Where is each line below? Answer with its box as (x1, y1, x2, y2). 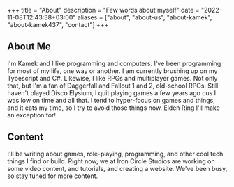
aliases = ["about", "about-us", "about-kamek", (77, 13, 212, 22)
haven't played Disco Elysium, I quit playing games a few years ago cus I (7, 88, 217, 97)
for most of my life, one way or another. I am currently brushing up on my (7, 66, 218, 75)
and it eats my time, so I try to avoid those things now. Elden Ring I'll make (7, 104, 220, 112)
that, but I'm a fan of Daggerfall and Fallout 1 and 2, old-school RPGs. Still (7, 81, 219, 90)
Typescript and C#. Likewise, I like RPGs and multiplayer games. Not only (7, 74, 218, 82)
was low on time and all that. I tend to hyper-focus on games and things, (7, 96, 215, 104)
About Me (7, 41, 51, 53)
